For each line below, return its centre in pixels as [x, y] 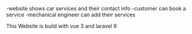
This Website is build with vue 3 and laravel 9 [62, 26]
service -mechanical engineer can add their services [71, 15]
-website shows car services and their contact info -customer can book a [96, 8]
